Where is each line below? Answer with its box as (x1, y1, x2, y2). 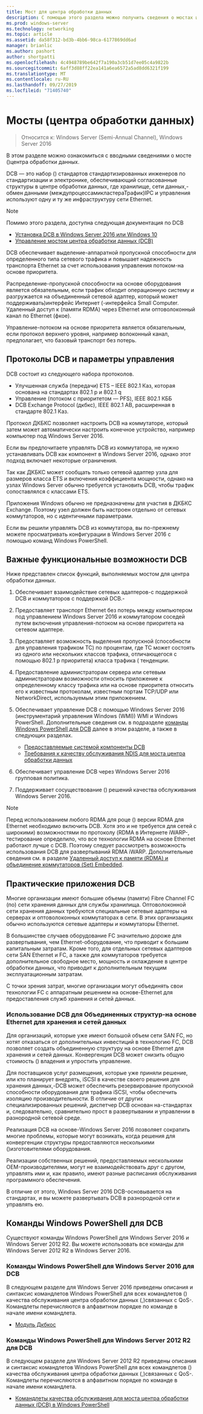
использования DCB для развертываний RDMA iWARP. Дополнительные (6, 848, 193, 856)
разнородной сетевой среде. (6, 1114, 82, 1121)
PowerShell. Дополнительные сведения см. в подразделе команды (14, 719, 188, 726)
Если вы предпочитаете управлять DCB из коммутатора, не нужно (6, 444, 179, 451)
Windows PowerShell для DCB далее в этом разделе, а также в (14, 725, 177, 732)
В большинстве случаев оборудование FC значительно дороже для (6, 932, 182, 939)
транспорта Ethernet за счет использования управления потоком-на (6, 261, 184, 269)
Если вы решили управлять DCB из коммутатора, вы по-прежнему (6, 524, 179, 531)
